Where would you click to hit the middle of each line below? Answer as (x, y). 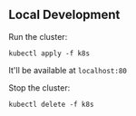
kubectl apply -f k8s (49, 53)
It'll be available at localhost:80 (68, 70)
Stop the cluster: (39, 87)
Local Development (64, 15)
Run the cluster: (38, 36)
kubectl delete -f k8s (51, 104)
